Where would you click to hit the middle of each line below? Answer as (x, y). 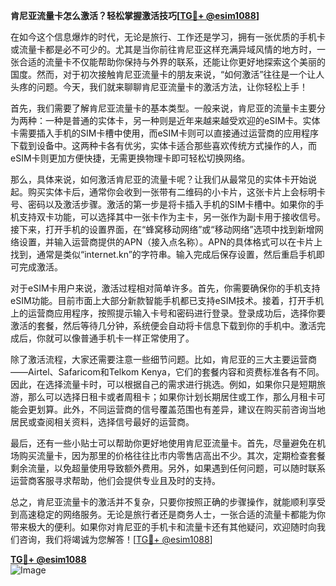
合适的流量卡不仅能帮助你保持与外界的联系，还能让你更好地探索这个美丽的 (172, 62)
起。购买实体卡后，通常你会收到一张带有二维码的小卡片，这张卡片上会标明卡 (168, 192)
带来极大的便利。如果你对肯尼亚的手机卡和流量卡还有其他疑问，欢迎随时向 (163, 527)
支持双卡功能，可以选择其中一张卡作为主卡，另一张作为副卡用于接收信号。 (172, 217)
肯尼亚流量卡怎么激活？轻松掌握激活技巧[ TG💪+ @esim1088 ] (135, 15)
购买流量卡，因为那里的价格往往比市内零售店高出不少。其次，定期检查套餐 (172, 455)
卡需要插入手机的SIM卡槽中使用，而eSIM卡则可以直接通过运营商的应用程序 (164, 133)
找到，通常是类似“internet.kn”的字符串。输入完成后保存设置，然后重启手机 (163, 254)
